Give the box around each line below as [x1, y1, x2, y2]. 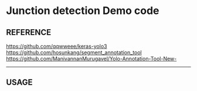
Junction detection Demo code [6, 4, 159, 17]
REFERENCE [6, 27, 52, 37]
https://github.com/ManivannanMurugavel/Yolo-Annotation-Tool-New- [6, 55, 177, 62]
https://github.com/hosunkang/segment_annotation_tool [6, 49, 142, 56]
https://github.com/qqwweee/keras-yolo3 [6, 43, 107, 50]
